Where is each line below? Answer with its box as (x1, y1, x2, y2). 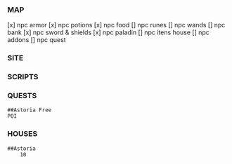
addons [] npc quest (7, 36, 66, 44)
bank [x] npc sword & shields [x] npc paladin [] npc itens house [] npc (7, 28, 210, 36)
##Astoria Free (7, 107, 52, 114)
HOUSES (7, 129, 38, 139)
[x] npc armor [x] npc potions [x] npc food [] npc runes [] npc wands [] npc (7, 21, 226, 29)
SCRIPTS (7, 72, 39, 82)
